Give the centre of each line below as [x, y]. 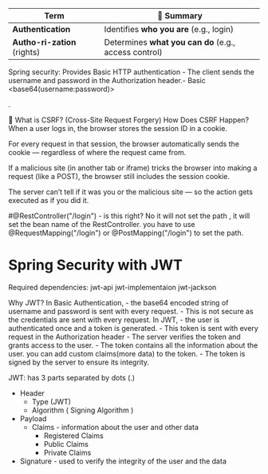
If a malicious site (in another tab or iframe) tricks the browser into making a [133, 168]
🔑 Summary [180, 16]
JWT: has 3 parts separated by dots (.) [72, 377]
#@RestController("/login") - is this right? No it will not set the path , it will [129, 216]
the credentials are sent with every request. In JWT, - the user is [114, 320]
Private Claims [67, 452]
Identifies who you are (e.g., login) [169, 29]
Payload [33, 418]
